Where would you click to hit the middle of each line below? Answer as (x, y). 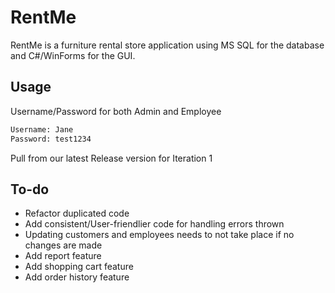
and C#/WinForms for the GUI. (73, 55)
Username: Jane (42, 129)
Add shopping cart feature (79, 267)
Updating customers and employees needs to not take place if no (159, 235)
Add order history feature (77, 277)
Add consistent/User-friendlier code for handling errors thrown (154, 224)
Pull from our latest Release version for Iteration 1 (111, 158)
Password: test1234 (51, 139)
